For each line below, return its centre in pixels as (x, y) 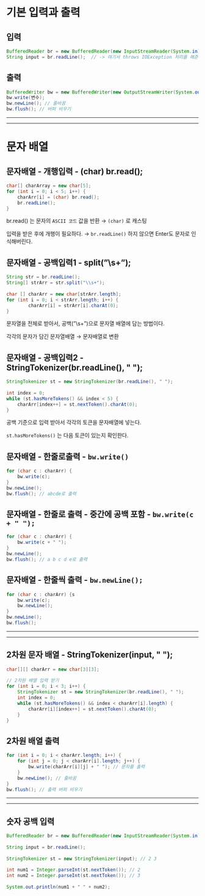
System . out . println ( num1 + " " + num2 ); (59, 887)
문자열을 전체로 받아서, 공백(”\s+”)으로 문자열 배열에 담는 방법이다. (85, 324)
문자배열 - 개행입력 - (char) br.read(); (75, 171)
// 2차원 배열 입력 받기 (33, 681)
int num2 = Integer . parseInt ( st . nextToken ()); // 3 (73, 876)
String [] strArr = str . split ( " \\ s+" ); (56, 283)
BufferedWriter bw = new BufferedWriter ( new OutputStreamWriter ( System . (101, 92)
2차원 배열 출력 (33, 741)
